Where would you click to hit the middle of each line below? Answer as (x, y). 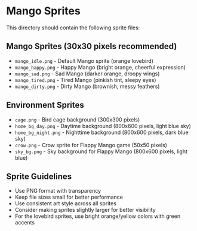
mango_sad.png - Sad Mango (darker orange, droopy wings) (87, 74)
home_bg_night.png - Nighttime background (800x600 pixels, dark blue (102, 132)
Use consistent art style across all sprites (65, 203)
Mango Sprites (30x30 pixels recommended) (92, 46)
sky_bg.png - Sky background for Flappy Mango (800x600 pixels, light (101, 151)
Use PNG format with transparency (58, 191)
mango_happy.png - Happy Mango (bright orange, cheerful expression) (100, 67)
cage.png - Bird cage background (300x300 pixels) (77, 119)
